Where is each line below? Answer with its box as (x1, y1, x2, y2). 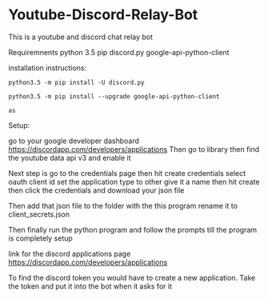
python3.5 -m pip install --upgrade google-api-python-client (8, 92, 220, 101)
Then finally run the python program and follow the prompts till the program (8, 225, 258, 234)
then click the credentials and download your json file (8, 185, 185, 195)
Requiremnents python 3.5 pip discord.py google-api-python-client (8, 47, 230, 57)
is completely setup (8, 233, 74, 243)
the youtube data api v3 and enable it (8, 153, 131, 162)
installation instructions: (8, 62, 87, 73)
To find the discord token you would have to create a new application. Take (8, 273, 256, 282)
